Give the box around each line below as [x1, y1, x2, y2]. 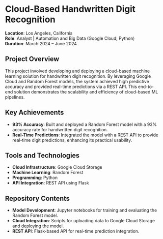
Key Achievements [5, 108, 64, 117]
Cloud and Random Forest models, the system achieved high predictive [5, 78, 150, 84]
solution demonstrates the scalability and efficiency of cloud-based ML [14, 89, 158, 94]
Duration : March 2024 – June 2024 [5, 40, 77, 46]
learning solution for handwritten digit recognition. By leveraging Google [5, 73, 151, 79]
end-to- [138, 84, 154, 90]
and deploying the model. [12, 223, 64, 229]
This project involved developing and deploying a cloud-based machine [5, 68, 150, 74]
